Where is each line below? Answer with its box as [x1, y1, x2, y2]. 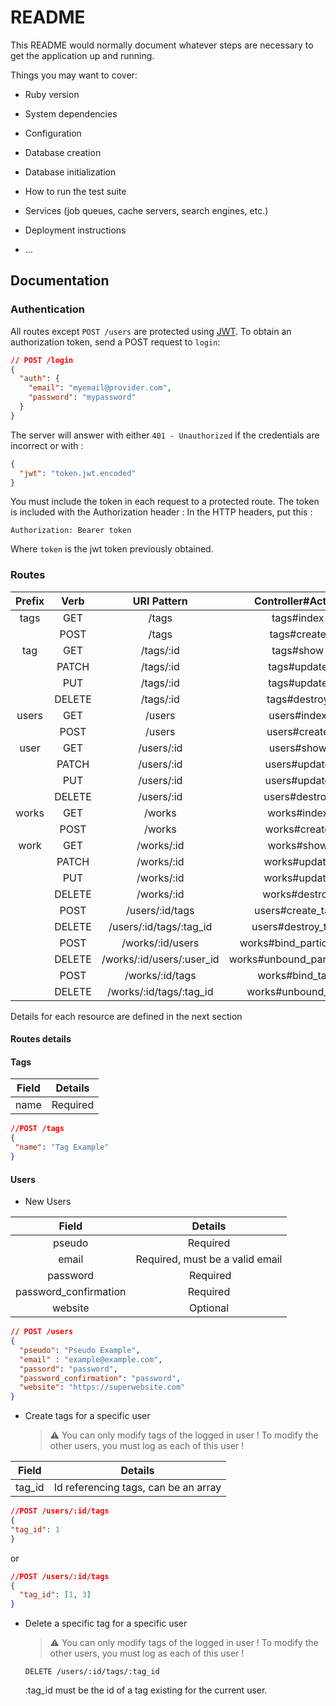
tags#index [271, 611, 325, 625]
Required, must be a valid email [135, 1252, 283, 1266]
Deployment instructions [24, 224, 127, 236]
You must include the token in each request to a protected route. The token [10, 496, 320, 508]
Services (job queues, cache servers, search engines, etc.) [24, 204, 269, 216]
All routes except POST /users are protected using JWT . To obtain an [10, 325, 292, 337]
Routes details [10, 1033, 72, 1045]
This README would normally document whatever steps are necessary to [10, 39, 314, 51]
